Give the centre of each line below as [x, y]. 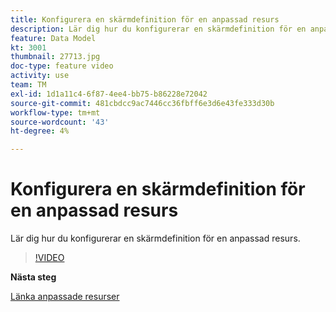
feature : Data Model [53, 38]
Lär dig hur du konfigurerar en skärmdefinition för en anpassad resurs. [155, 238]
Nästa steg [33, 277]
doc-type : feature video [62, 66]
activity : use [40, 76]
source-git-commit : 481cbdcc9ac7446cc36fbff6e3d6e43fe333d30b [142, 103]
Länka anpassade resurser [65, 297]
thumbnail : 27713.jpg [55, 57]
